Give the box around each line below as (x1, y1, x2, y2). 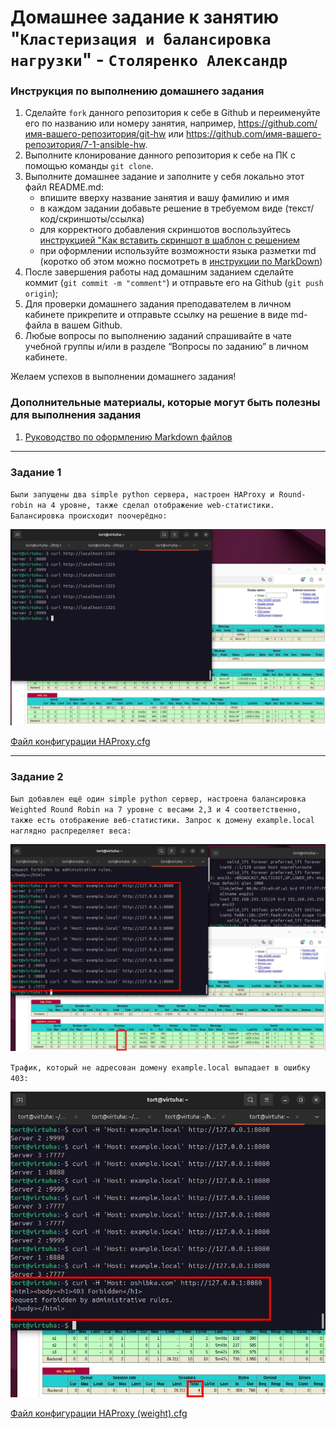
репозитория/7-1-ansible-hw (24, 139, 146, 151)
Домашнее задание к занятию (10, 6, 280, 29)
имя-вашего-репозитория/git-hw (24, 128, 167, 140)
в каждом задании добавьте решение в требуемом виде (39, 202, 283, 215)
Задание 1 (10, 465, 62, 479)
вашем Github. (61, 319, 123, 331)
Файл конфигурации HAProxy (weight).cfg (10, 1407, 188, 1420)
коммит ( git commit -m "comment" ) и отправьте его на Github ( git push (24, 277, 324, 289)
